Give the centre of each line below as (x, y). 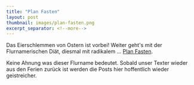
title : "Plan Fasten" (33, 12)
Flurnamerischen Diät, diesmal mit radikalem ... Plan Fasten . (80, 52)
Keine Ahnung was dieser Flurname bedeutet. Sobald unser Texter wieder (97, 63)
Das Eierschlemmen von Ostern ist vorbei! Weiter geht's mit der (84, 45)
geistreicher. (21, 75)
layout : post (22, 17)
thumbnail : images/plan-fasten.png (50, 23)
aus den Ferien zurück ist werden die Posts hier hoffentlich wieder (87, 70)
